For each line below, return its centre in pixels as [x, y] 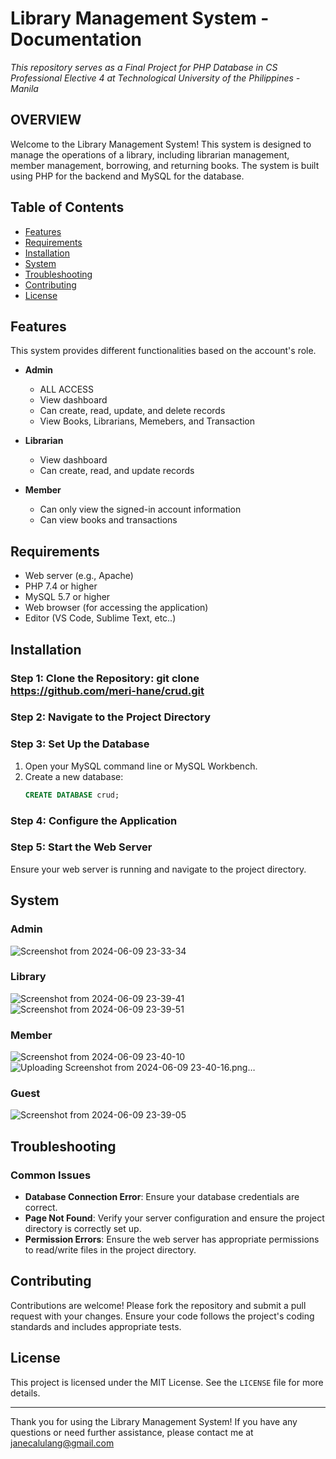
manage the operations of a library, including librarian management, [150, 154]
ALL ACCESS [67, 389]
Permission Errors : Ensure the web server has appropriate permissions [172, 1239]
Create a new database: [74, 776]
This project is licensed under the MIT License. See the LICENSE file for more [167, 1382]
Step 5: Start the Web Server [81, 847]
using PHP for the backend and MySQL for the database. [127, 176]
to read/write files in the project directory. [110, 1250]
